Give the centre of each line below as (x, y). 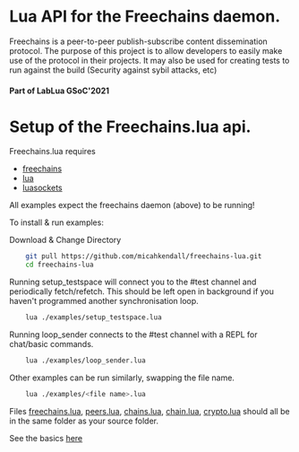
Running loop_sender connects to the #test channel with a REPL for (133, 335)
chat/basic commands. (51, 344)
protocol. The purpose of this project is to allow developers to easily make (146, 50)
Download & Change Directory (65, 240)
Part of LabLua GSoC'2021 (60, 91)
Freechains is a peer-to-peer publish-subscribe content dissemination (139, 41)
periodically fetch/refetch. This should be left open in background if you (142, 291)
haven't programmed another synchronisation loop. (104, 301)
